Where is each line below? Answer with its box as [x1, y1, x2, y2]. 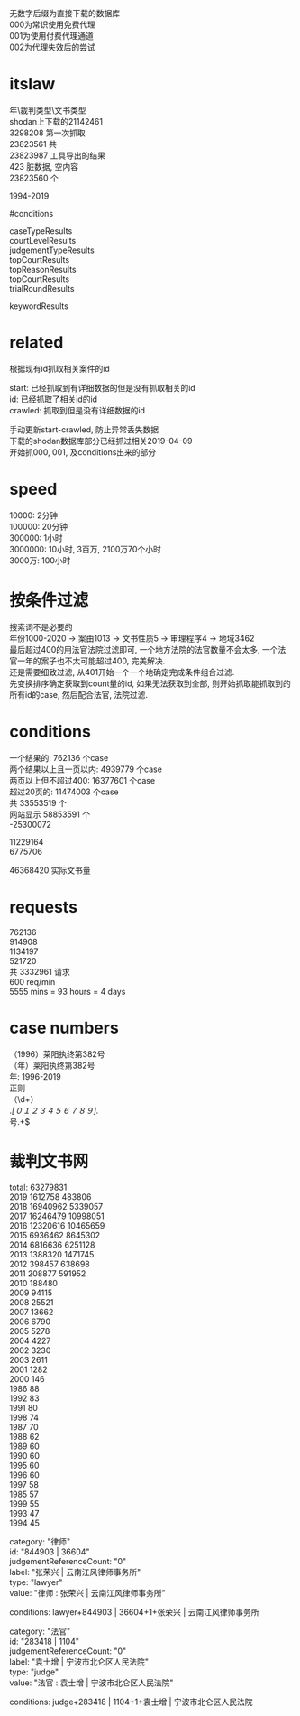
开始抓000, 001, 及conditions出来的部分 [9, 446, 157, 458]
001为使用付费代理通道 [9, 31, 95, 41]
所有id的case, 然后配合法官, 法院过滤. [9, 689, 149, 700]
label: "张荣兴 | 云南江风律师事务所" [9, 1566, 141, 1577]
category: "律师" [9, 1535, 70, 1546]
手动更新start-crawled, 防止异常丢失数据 [9, 423, 159, 435]
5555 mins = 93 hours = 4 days [9, 986, 126, 997]
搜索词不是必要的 [9, 621, 73, 632]
